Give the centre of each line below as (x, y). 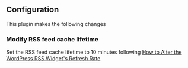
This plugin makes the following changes (56, 24)
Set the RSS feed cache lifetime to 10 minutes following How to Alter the (94, 52)
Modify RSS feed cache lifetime (52, 39)
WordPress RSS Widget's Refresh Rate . (54, 59)
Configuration (33, 10)
